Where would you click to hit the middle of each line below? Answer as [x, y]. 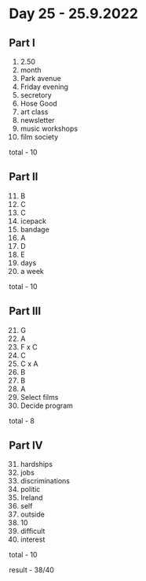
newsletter [37, 120]
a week [32, 271]
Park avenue [40, 78]
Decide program [47, 405]
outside [33, 514]
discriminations [45, 481]
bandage [35, 229]
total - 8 [22, 420]
